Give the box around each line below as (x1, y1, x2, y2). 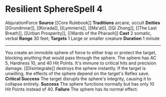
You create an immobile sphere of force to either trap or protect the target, (5, 49, 157, 55)
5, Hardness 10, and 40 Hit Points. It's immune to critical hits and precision (5, 60, 157, 66)
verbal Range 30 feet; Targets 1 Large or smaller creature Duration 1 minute (5, 35, 160, 41)
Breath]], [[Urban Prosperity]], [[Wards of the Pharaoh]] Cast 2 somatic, (5, 30, 152, 36)
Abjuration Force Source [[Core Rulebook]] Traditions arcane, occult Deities (5, 20, 161, 26)
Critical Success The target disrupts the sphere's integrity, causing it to (5, 75, 152, 82)
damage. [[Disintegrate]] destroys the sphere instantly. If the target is (5, 65, 146, 71)
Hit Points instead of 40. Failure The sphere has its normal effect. (5, 86, 138, 92)
